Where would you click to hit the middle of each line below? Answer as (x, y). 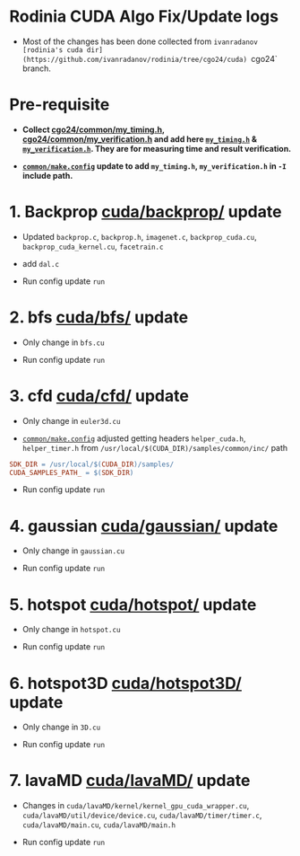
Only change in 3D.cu (61, 727)
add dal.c (41, 263)
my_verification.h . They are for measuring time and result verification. (157, 148)
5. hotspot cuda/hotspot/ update (133, 604)
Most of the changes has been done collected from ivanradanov (140, 41)
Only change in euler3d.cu (71, 420)
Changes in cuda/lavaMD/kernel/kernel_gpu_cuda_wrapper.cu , (136, 806)
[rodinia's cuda (52, 50)
